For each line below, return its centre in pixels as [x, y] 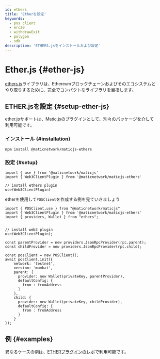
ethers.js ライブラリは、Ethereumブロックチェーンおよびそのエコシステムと [80, 83]
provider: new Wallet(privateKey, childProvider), [70, 302]
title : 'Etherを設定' [26, 14]
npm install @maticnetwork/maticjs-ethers [48, 149]
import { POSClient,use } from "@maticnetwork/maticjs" [63, 208]
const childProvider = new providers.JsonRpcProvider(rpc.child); [73, 246]
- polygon [19, 37]
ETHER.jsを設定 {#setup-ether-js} [57, 106]
